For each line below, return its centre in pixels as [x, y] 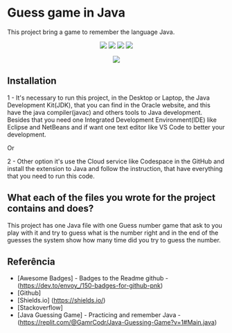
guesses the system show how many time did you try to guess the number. [114, 240]
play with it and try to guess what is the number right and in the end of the [113, 233]
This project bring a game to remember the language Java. [91, 32]
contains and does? [51, 209]
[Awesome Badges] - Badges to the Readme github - [92, 278]
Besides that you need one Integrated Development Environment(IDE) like [112, 120]
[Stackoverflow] [40, 308]
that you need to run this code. [51, 176]
